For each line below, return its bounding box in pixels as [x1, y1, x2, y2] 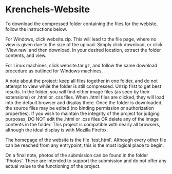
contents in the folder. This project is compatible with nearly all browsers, [5, 121, 161, 127]
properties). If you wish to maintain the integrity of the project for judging [5, 110, 160, 117]
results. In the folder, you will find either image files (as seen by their [5, 88, 150, 94]
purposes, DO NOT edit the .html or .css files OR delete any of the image [5, 115, 159, 122]
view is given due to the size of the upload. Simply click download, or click [5, 41, 163, 47]
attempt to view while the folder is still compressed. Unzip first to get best [5, 83, 162, 89]
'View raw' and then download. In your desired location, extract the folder [5, 47, 161, 53]
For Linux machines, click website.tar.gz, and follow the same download [5, 62, 158, 68]
